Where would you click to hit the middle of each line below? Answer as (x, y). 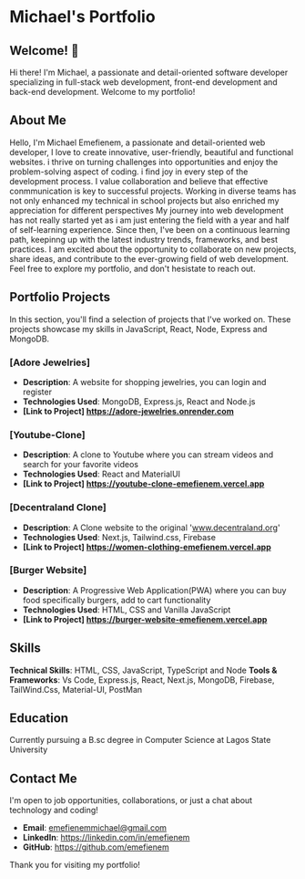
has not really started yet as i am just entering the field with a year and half (149, 220)
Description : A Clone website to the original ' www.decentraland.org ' (151, 528)
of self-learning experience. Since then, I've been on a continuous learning (150, 229)
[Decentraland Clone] (58, 508)
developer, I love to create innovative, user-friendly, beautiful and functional (152, 152)
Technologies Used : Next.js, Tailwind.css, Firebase (119, 537)
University (29, 749)
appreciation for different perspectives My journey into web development (147, 210)
